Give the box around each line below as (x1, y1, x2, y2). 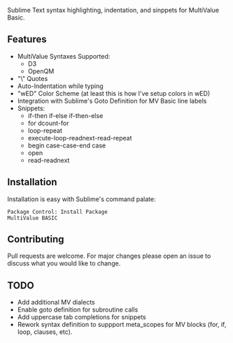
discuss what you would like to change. (7, 259, 121, 268)
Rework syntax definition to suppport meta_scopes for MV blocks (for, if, (17, 321, 227, 329)
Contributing (7, 233, 64, 245)
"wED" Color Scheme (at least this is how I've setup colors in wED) (17, 89, 211, 97)
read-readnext (27, 156, 70, 164)
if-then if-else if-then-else (27, 111, 104, 119)
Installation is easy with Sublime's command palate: (7, 195, 156, 203)
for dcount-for (27, 119, 69, 127)
